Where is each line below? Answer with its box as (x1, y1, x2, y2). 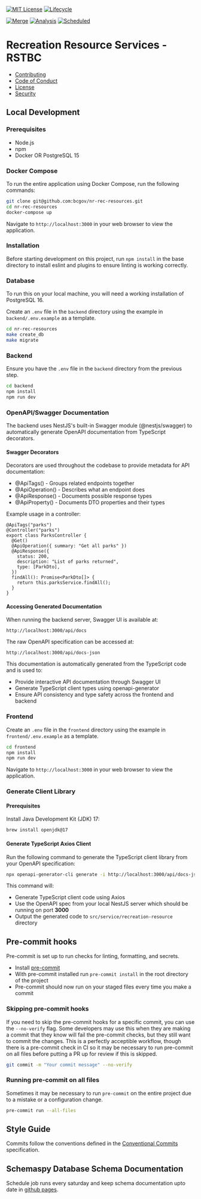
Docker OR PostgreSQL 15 (14, 152, 80, 159)
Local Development (6, 107, 80, 118)
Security (14, 90, 36, 97)
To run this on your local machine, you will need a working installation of (6, 290, 184, 297)
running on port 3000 (14, 906, 69, 914)
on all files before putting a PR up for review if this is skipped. (6, 1050, 157, 1058)
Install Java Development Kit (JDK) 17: (6, 815, 100, 823)
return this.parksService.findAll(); (17, 580, 111, 586)
